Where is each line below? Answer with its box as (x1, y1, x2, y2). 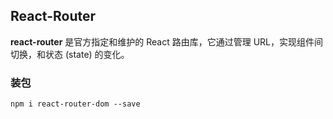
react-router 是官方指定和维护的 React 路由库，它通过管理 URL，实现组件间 (10, 35, 323, 48)
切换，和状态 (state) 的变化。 (10, 48, 130, 60)
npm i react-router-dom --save (10, 99, 141, 109)
